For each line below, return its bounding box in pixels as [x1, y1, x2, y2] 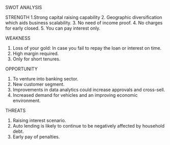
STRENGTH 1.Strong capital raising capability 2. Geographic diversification [5, 14, 162, 20]
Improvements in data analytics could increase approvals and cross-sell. [12, 87, 165, 93]
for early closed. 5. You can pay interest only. [5, 25, 101, 31]
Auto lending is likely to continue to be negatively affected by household [12, 123, 165, 129]
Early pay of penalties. [12, 134, 60, 140]
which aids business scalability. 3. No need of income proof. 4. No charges [5, 20, 163, 26]
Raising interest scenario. [12, 117, 66, 123]
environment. [12, 97, 41, 103]
